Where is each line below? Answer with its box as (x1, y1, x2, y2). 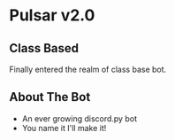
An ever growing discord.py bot (21, 113, 137, 124)
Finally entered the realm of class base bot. (9, 64, 167, 74)
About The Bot (9, 89, 91, 105)
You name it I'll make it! (21, 122, 107, 133)
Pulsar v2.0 (9, 5, 95, 26)
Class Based (9, 41, 80, 56)
